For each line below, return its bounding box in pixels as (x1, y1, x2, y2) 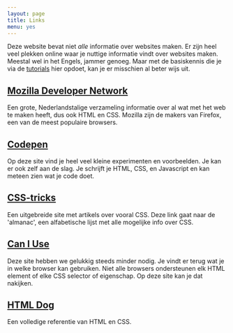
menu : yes (7, 23, 36, 30)
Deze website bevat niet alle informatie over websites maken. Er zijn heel (7, 43, 217, 51)
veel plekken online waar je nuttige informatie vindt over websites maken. (7, 50, 218, 58)
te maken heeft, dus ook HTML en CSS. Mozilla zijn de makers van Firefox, (7, 111, 222, 119)
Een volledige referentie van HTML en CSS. (7, 318, 132, 326)
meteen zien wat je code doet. (7, 172, 95, 180)
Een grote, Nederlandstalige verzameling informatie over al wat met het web (7, 103, 226, 112)
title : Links (7, 17, 45, 24)
